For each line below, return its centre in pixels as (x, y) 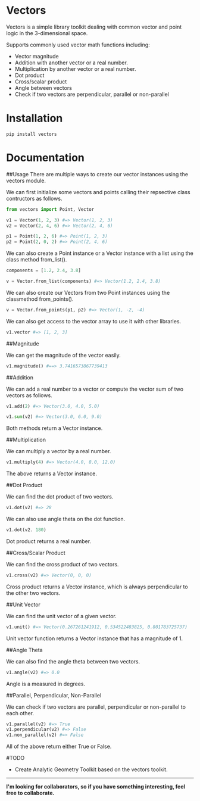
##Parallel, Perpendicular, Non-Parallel (54, 695)
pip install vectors (32, 134)
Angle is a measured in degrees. (46, 684)
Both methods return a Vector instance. (54, 428)
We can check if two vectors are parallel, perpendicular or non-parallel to (96, 707)
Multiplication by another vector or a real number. (75, 68)
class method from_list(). (37, 260)
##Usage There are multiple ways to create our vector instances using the (97, 174)
